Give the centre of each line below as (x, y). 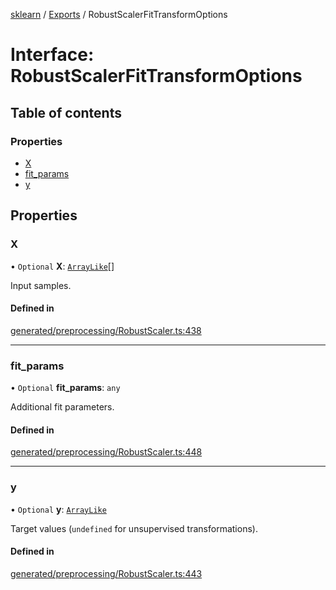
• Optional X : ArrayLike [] (62, 266)
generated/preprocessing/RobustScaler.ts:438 (106, 330)
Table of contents (66, 112)
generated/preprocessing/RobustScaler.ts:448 (106, 452)
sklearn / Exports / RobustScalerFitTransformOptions (119, 14)
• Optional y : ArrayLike (58, 509)
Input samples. (41, 285)
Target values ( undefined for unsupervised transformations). (134, 528)
